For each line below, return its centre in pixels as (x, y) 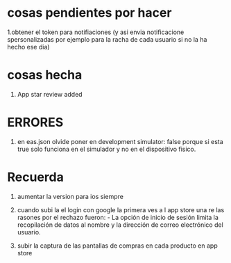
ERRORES (35, 122)
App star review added (50, 94)
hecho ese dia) (28, 47)
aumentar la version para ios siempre (70, 196)
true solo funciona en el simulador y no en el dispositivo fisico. (106, 149)
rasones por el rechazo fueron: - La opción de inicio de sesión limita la (118, 217)
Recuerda (35, 177)
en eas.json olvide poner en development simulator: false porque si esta (120, 141)
